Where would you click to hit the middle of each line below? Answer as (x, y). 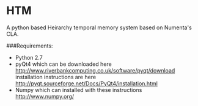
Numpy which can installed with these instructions (79, 90)
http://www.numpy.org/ (45, 96)
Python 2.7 (29, 57)
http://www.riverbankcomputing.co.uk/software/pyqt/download (95, 70)
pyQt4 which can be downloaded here (63, 64)
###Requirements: (30, 46)
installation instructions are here (56, 77)
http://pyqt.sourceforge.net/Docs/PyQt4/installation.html (86, 83)
